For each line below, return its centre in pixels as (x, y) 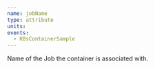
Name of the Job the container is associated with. (78, 58)
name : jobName (28, 13)
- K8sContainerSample (44, 39)
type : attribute (30, 20)
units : (17, 26)
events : (18, 33)
